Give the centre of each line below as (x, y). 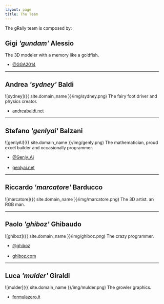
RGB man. (15, 204)
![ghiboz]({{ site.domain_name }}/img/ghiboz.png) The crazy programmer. (80, 236)
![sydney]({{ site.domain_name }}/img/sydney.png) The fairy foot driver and (81, 96)
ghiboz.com (24, 256)
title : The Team (21, 14)
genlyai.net (23, 167)
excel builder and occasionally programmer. (49, 147)
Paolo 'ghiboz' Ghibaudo (43, 224)
